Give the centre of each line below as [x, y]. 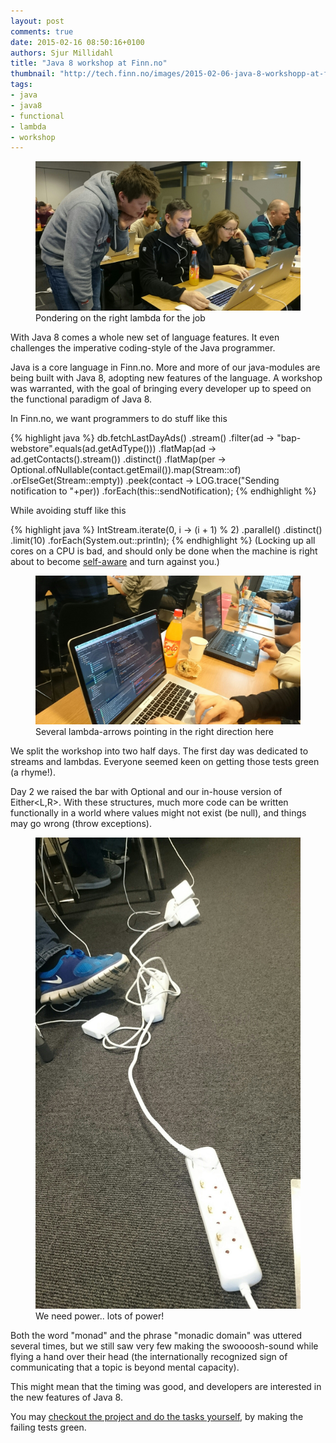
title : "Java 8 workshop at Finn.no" [89, 63]
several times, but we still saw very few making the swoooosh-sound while [164, 1346]
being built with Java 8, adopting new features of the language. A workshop [166, 377]
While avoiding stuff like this [68, 510]
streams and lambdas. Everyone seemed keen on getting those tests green [165, 762]
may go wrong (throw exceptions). [81, 824]
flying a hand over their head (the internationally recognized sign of [149, 1357]
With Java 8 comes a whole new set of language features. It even [145, 337]
